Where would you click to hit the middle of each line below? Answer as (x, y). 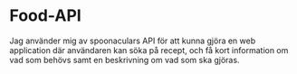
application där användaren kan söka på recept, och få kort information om (149, 50)
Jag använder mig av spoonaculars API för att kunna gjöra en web (133, 41)
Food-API (45, 16)
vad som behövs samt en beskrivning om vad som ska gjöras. (125, 60)
